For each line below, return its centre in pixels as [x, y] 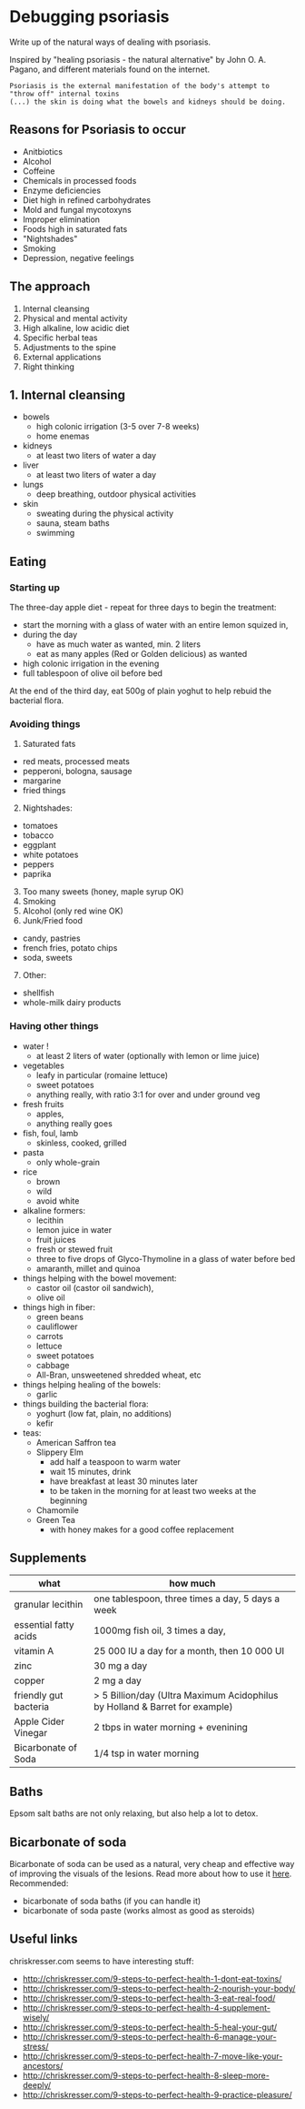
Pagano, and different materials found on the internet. [110, 69]
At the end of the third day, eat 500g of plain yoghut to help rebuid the [141, 691]
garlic [47, 1394]
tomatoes [40, 826]
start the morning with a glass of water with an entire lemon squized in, [155, 625]
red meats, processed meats [76, 762]
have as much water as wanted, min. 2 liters [118, 644]
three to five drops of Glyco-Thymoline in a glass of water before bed [166, 1258]
